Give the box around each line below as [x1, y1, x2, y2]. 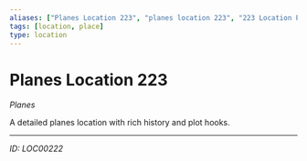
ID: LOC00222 [9, 143, 64, 155]
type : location [9, 30, 68, 39]
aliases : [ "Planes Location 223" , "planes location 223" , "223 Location [9, 13, 292, 23]
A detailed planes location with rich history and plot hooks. [9, 117, 230, 128]
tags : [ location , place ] [9, 22, 104, 31]
